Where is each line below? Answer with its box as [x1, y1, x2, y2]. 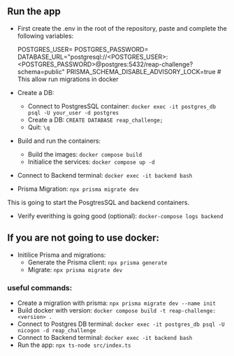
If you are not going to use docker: [7, 232, 159, 244]
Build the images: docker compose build [27, 150, 142, 158]
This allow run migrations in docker [17, 75, 119, 83]
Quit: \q [27, 122, 50, 131]
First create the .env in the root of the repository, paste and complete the [17, 24, 227, 32]
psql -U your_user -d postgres [27, 109, 119, 116]
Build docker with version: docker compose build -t [17, 306, 166, 314]
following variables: [17, 31, 74, 40]
